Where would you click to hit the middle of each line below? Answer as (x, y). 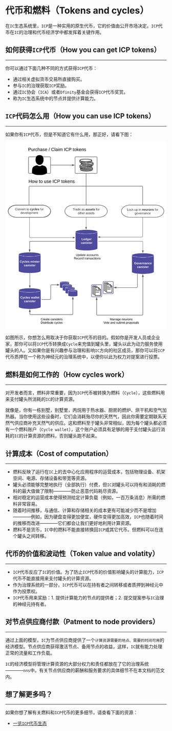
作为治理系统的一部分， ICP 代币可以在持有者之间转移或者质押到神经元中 (88, 584)
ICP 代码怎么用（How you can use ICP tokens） (80, 116)
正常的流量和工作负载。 (30, 653)
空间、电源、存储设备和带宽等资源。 (51, 478)
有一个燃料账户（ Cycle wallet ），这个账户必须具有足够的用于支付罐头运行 (83, 429)
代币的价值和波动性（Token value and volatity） (82, 554)
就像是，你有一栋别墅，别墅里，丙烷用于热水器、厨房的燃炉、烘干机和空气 (84, 410)
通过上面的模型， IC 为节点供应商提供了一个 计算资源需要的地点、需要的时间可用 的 (85, 640)
